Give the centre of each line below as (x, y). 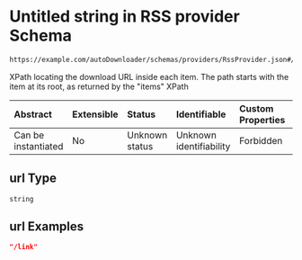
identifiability (203, 146)
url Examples (47, 227)
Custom (257, 108)
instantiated (39, 146)
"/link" (24, 247)
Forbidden (261, 140)
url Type (33, 179)
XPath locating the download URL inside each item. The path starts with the (149, 76)
